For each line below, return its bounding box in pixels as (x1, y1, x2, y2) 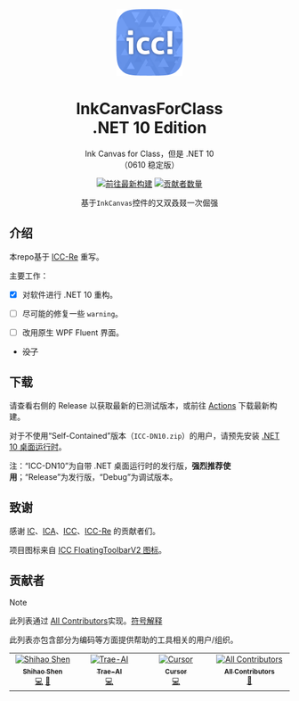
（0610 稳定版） (119, 159, 180, 169)
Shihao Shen (22, 667, 63, 676)
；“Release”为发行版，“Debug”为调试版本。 (17, 471, 178, 482)
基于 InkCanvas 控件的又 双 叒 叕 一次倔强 (80, 197, 219, 208)
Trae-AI (96, 667, 123, 676)
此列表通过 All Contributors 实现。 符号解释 (9, 615, 163, 626)
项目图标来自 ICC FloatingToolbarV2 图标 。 (9, 544, 167, 555)
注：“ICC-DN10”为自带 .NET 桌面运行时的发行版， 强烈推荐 (9, 460, 224, 471)
